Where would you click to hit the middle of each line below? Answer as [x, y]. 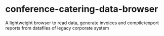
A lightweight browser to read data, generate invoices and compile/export [82, 23]
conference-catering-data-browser [82, 9]
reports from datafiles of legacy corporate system [57, 28]
